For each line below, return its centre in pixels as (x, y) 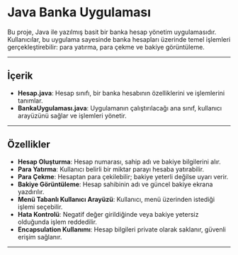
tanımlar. (30, 101)
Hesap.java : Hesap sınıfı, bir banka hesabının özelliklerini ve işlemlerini (121, 93)
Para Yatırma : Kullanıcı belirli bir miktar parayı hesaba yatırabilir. (110, 169)
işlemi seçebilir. (40, 207)
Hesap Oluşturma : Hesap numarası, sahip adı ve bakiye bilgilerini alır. (119, 161)
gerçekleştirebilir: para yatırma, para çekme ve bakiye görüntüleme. (106, 47)
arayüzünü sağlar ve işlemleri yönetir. (72, 115)
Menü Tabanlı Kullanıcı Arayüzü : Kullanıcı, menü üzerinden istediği (116, 199)
